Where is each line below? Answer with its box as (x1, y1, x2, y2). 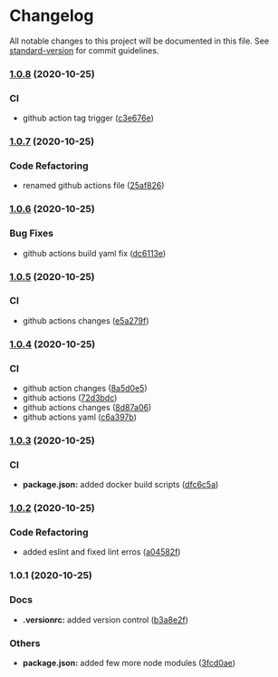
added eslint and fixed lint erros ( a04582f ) (22, 546, 181, 557)
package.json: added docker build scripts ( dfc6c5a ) (22, 479, 219, 490)
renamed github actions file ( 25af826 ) (22, 180, 165, 191)
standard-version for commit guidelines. (9, 44, 159, 55)
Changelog (9, 5, 94, 26)
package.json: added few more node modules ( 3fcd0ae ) (22, 657, 235, 668)
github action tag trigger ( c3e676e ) (22, 112, 154, 123)
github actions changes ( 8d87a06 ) (22, 402, 152, 413)
